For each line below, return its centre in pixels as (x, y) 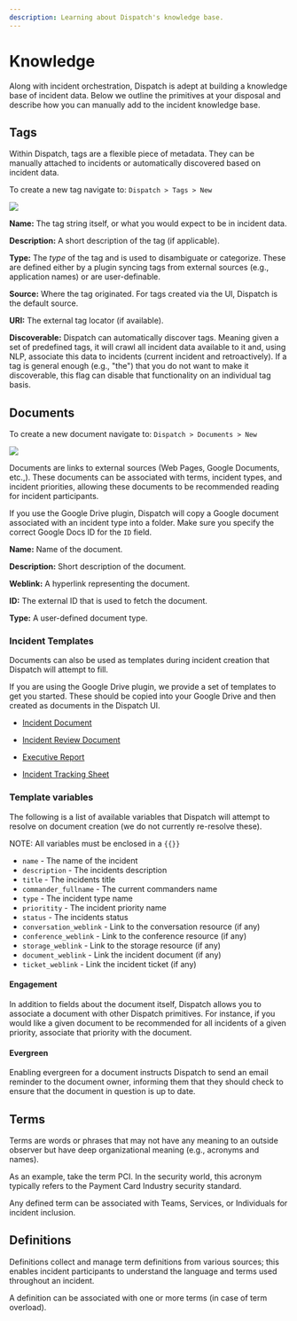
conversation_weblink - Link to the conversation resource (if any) (141, 926)
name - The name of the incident (80, 860)
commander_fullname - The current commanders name (120, 888)
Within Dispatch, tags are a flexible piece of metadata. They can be (132, 154)
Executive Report (53, 757)
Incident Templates (52, 641)
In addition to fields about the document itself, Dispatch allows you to (135, 1004)
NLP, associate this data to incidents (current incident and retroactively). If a (148, 356)
